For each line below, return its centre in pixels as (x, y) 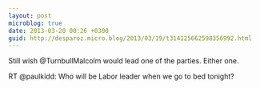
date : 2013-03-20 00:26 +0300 (59, 30)
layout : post (30, 16)
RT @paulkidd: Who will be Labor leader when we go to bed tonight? (121, 76)
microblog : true (35, 23)
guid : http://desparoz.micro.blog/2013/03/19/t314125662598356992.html (130, 38)
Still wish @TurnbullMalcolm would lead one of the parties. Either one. (124, 61)
